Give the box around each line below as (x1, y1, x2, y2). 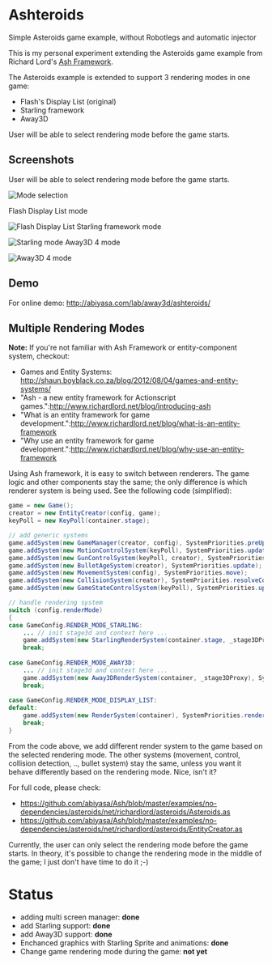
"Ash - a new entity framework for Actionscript (19, 393, 176, 402)
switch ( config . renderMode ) (8, 605, 104, 614)
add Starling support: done (19, 920, 111, 930)
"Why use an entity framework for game (19, 435, 155, 446)
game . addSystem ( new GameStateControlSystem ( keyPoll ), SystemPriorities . (8, 584, 259, 592)
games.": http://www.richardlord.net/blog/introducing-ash (19, 401, 211, 411)
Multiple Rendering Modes (8, 321, 145, 335)
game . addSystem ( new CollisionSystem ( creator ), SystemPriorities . (8, 576, 233, 584)
